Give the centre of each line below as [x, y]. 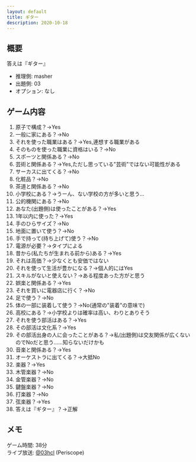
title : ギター [23, 17]
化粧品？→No [32, 179]
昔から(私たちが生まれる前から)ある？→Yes [68, 253]
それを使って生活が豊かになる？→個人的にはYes [74, 268]
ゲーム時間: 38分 [27, 445]
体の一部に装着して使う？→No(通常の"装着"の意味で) [80, 305]
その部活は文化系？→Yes [46, 327]
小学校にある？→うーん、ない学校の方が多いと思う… [80, 194]
